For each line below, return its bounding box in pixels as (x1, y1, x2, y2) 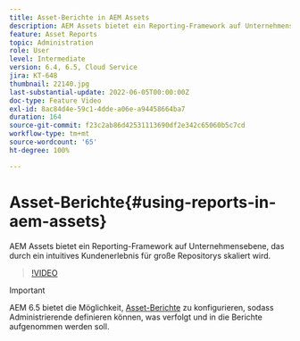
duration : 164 (9, 112, 62, 121)
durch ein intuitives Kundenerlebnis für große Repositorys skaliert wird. (9, 250, 271, 261)
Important (9, 285, 46, 295)
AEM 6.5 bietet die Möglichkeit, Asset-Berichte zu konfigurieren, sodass (9, 302, 274, 312)
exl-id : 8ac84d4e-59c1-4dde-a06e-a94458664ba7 (9, 104, 186, 113)
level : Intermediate (9, 54, 87, 63)
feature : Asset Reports (9, 29, 98, 38)
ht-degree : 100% (9, 146, 70, 154)
